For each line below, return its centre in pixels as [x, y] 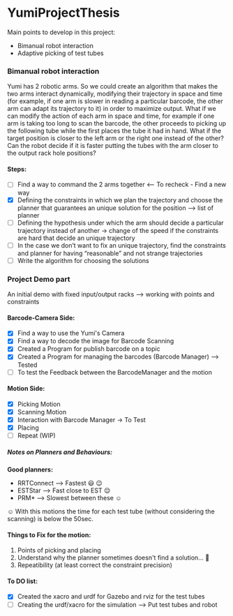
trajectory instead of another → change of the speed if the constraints [118, 230]
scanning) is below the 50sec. [51, 519]
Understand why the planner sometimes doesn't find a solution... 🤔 [113, 558]
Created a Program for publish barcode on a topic [89, 349]
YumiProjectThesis [63, 13]
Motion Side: [26, 389]
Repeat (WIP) [36, 436]
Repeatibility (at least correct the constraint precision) [95, 565]
